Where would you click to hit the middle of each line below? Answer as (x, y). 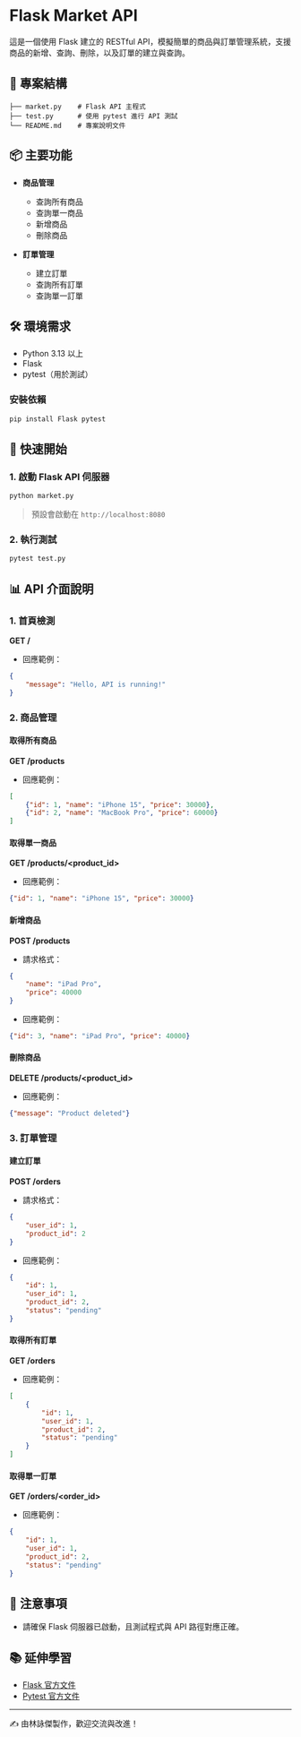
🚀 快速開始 (38, 449)
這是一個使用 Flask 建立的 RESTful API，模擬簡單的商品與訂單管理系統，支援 (150, 41)
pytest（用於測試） (57, 374)
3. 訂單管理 (33, 1138)
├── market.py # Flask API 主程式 (77, 107)
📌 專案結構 (38, 84)
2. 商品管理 (33, 718)
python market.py (42, 496)
